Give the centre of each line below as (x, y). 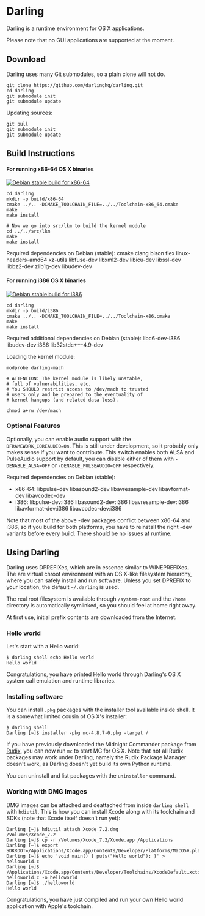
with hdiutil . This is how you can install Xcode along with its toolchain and (101, 811)
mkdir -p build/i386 (33, 310)
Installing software (34, 696)
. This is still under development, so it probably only (134, 446)
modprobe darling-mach (35, 368)
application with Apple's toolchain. (50, 906)
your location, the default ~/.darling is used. (63, 587)
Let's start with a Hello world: (43, 646)
